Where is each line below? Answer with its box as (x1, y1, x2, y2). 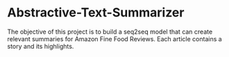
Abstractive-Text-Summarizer (7, 5, 185, 21)
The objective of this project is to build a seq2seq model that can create (7, 27, 213, 36)
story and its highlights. (7, 42, 74, 50)
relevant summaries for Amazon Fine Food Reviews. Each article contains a (7, 34, 222, 43)
